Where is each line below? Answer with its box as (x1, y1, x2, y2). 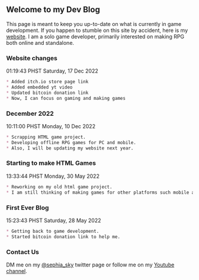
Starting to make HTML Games (6, 159, 97, 167)
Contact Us (6, 248, 40, 256)
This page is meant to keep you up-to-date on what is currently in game (6, 20, 182, 27)
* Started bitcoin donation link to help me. (6, 233, 120, 240)
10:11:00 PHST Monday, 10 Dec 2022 (6, 122, 96, 129)
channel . (6, 267, 28, 274)
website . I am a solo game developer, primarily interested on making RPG (6, 32, 185, 40)
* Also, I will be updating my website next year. (6, 145, 134, 151)
